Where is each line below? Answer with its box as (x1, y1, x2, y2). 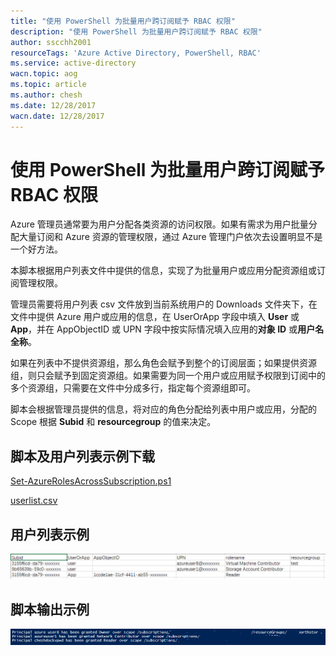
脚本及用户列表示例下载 (10, 448, 155, 465)
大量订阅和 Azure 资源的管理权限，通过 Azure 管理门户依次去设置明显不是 (18, 231, 323, 243)
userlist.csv (10, 495, 58, 507)
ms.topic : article (10, 80, 87, 90)
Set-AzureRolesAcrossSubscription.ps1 (10, 475, 172, 487)
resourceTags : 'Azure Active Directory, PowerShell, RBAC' (10, 48, 262, 58)
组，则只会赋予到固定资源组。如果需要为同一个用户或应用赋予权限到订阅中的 (10, 370, 326, 382)
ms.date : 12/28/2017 (10, 100, 97, 110)
